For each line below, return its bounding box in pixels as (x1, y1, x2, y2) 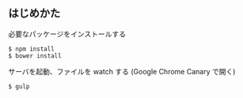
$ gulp (8, 82, 30, 90)
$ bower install (8, 51, 62, 60)
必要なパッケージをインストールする (8, 29, 127, 39)
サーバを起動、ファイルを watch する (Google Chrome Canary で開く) (8, 66, 236, 76)
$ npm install (8, 45, 55, 53)
